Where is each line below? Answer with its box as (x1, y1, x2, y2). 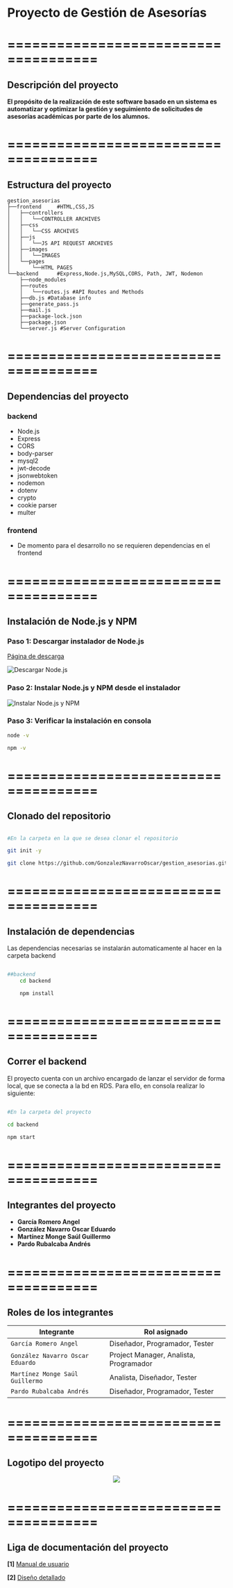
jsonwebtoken (17, 471, 58, 480)
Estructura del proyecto (7, 179, 112, 190)
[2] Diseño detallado (7, 1573, 66, 1582)
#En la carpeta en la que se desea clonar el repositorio (7, 835, 178, 842)
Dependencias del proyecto (7, 391, 129, 402)
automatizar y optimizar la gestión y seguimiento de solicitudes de (7, 105, 203, 113)
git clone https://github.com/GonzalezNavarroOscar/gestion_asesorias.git (7, 860, 228, 867)
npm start (7, 1133, 36, 1140)
